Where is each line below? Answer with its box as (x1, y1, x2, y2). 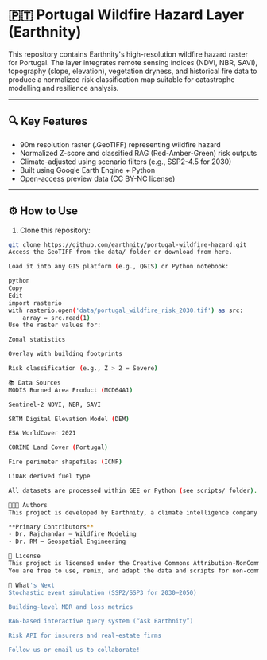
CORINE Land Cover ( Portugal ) (8, 443, 109, 451)
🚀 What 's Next (8, 581, 56, 589)
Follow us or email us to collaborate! (8, 646, 141, 654)
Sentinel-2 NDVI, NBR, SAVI (8, 400, 102, 408)
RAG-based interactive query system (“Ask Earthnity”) (8, 617, 194, 626)
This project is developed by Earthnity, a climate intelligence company (8, 508, 258, 517)
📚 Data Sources (8, 378, 61, 387)
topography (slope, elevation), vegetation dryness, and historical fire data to (8, 66, 257, 76)
